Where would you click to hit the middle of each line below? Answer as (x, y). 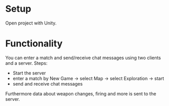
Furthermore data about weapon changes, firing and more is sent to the (81, 94)
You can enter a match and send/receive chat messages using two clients (83, 58)
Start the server (29, 73)
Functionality (34, 44)
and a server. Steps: (26, 63)
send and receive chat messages (48, 84)
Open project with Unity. (31, 23)
